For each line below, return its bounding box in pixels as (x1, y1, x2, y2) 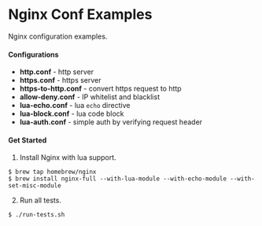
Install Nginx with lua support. (19, 153, 116, 162)
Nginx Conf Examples (8, 6, 153, 24)
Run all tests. (19, 195, 61, 206)
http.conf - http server (19, 67, 94, 76)
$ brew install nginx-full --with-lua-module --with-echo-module (8, 175, 227, 183)
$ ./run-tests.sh (8, 211, 65, 219)
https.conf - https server (19, 76, 101, 85)
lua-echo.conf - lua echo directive (19, 101, 131, 110)
